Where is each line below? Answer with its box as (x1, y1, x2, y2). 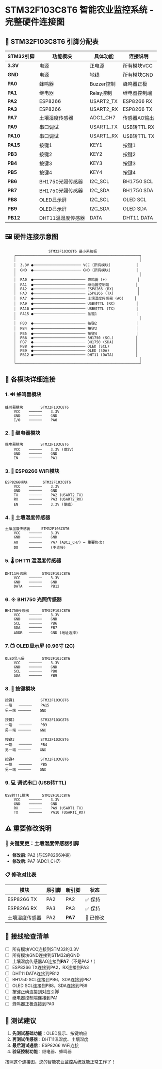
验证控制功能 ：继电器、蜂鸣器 (12, 1049, 72, 1054)
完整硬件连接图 (5, 17, 65, 28)
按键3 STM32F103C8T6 (5, 737, 69, 742)
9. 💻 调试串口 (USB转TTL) (5, 779, 67, 786)
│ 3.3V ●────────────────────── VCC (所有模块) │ (14, 263, 139, 267)
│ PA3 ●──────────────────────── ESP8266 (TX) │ (14, 291, 140, 296)
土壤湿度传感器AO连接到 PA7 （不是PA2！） (12, 958, 98, 964)
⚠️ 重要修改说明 (5, 824, 52, 833)
